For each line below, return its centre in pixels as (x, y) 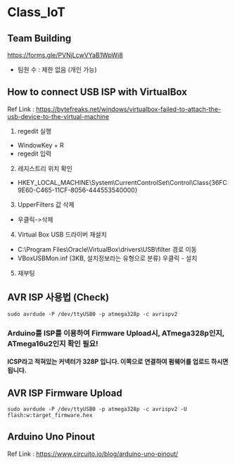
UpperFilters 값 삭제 (46, 204)
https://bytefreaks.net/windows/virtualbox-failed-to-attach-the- (129, 109)
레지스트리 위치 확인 (45, 168)
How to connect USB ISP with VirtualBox (97, 92)
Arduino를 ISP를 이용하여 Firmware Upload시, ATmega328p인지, (116, 333)
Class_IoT (36, 12)
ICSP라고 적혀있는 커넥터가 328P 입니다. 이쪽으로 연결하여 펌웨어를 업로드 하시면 (118, 362)
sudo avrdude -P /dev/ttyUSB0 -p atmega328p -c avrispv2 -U (97, 409)
